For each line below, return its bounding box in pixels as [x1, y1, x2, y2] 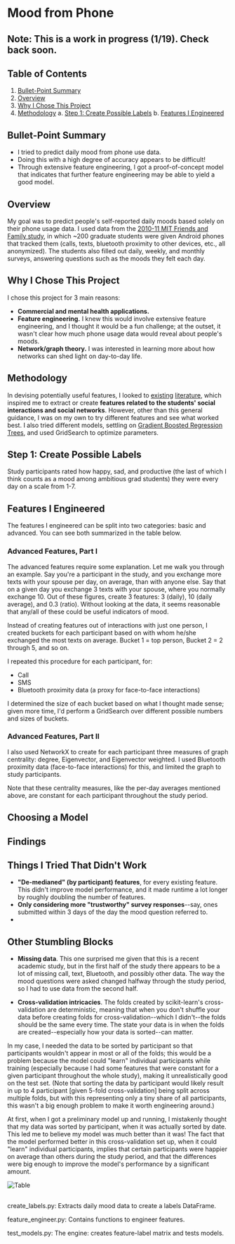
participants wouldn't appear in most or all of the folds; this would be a [7, 1049, 212, 1058]
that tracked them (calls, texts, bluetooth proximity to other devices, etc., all [7, 239, 226, 248]
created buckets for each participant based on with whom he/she [7, 628, 196, 637]
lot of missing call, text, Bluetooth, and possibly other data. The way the [17, 970, 225, 978]
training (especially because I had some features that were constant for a [7, 1064, 219, 1072]
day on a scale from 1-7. [7, 482, 76, 490]
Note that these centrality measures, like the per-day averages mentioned [7, 783, 221, 792]
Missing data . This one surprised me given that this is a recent [17, 955, 199, 963]
